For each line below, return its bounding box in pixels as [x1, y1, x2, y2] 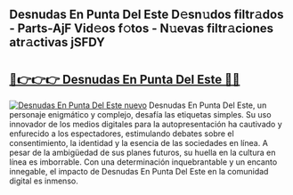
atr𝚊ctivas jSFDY [9, 35, 105, 50]
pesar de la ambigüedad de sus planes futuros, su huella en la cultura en [9, 147, 276, 158]
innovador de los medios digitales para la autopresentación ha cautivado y [9, 119, 282, 129]
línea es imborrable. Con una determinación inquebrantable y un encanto [9, 157, 278, 167]
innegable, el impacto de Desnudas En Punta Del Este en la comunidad [9, 167, 269, 176]
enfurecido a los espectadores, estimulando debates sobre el [9, 128, 234, 139]
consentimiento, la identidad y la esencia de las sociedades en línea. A [9, 138, 269, 148]
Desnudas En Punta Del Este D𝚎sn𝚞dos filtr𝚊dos [9, 7, 284, 22]
